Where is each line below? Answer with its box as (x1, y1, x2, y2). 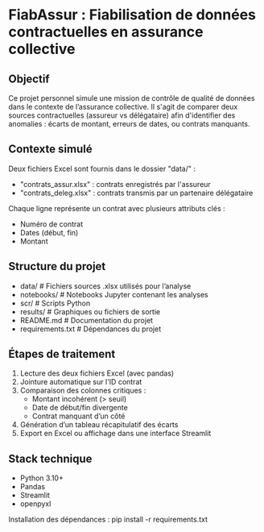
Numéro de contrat (19, 219, 84, 229)
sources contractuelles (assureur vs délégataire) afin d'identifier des (8, 110, 236, 120)
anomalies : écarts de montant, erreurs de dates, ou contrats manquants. (8, 119, 251, 128)
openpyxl (19, 499, 52, 509)
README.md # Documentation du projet (19, 315, 154, 325)
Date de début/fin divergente (31, 403, 129, 413)
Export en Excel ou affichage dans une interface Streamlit (19, 429, 212, 438)
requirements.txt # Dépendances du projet (19, 324, 162, 334)
